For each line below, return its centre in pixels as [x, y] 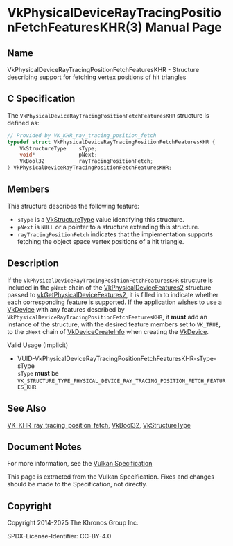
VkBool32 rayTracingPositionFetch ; [87, 161]
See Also [27, 408]
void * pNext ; [59, 155]
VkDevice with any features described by [66, 309]
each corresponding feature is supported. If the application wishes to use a [114, 302]
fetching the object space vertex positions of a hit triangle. [101, 241]
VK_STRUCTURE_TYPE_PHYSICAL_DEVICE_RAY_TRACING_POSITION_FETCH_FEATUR [121, 381]
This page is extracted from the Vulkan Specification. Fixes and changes [111, 477]
